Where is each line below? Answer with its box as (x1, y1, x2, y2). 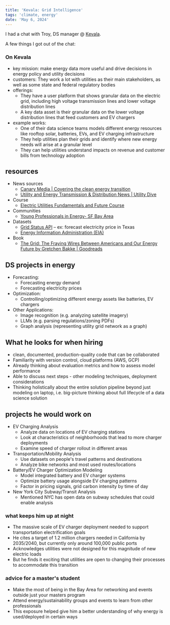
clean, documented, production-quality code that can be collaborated (12, 351, 160, 358)
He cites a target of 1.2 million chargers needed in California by (12, 535, 145, 541)
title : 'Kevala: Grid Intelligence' (5, 7, 83, 13)
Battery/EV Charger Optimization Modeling (12, 466, 103, 473)
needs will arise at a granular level (20, 141, 92, 147)
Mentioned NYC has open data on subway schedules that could (20, 494, 155, 500)
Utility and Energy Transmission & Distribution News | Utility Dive (20, 191, 157, 197)
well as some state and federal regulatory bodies (12, 81, 116, 87)
